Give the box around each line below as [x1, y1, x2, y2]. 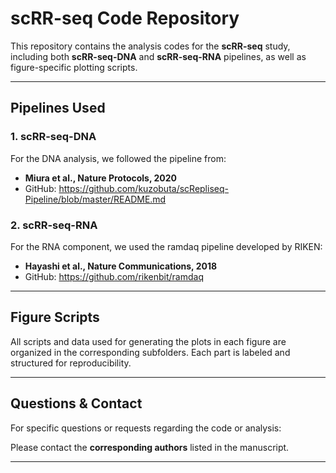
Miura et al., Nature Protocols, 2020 [24, 172, 178, 184]
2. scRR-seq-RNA [10, 218, 98, 232]
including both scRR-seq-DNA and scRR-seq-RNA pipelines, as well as [10, 50, 307, 62]
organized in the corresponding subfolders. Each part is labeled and [10, 346, 291, 358]
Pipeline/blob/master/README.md [24, 193, 167, 205]
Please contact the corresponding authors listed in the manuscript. [10, 441, 290, 453]
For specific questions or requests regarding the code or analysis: [10, 422, 282, 434]
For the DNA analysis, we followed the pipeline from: [10, 152, 227, 164]
